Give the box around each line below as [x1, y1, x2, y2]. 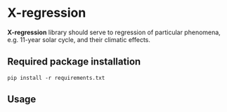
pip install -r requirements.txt [7, 74, 105, 81]
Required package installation [7, 56, 141, 68]
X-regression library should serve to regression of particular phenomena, [7, 28, 221, 36]
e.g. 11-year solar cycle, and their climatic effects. [7, 35, 151, 43]
